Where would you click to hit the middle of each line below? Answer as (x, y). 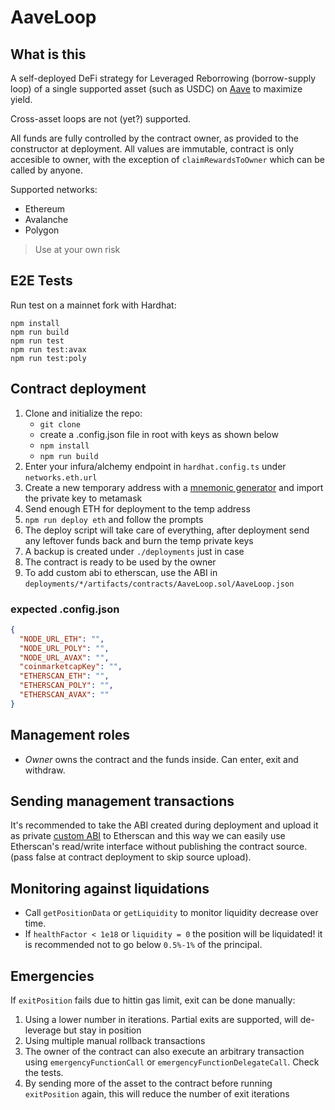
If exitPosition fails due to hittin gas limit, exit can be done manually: (153, 1000)
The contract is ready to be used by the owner (120, 562)
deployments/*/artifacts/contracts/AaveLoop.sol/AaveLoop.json (159, 584)
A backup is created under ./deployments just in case (134, 551)
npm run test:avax (48, 349)
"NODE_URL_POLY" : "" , (64, 648)
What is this (48, 54)
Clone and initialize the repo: (83, 413)
